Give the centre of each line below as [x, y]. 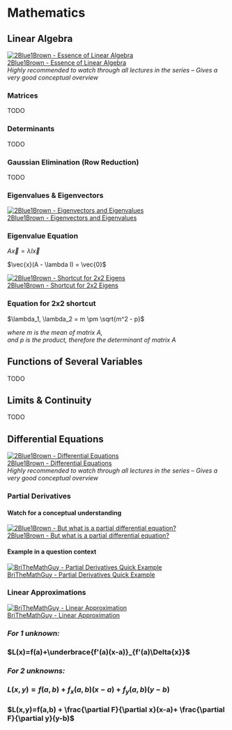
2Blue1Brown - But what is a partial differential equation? [88, 535]
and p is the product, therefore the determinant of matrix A [92, 340]
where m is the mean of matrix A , [55, 332]
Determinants [31, 129]
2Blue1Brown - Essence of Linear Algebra [67, 63]
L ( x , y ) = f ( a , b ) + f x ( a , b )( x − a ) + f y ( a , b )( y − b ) [88, 690]
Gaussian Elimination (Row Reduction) [73, 162]
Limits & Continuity [49, 400]
